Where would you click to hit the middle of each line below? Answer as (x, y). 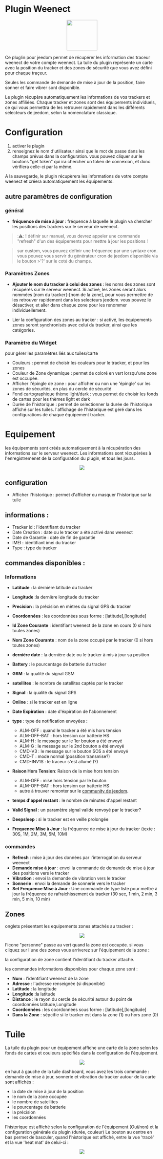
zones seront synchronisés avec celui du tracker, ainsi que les (75, 325)
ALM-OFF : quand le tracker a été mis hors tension (70, 730)
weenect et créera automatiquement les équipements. (59, 181)
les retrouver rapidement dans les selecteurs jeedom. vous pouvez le (81, 300)
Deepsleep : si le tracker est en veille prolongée (60, 819)
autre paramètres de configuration (59, 197)
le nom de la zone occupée (39, 1097)
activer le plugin (28, 146)
